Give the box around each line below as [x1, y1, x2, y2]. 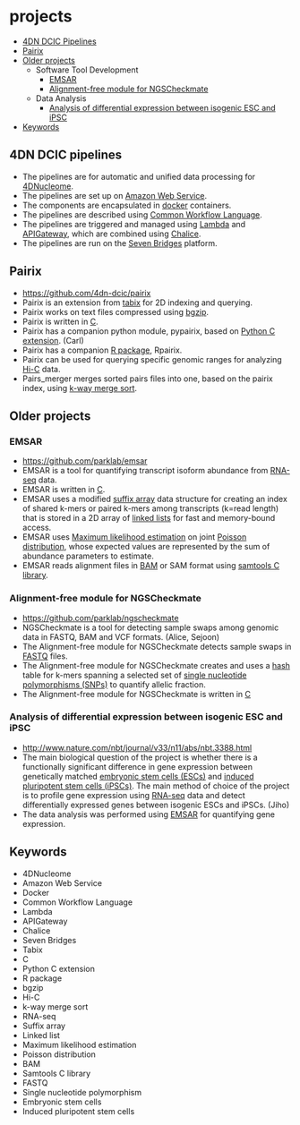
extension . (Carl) [21, 335, 85, 345]
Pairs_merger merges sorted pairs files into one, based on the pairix [21, 373, 273, 384]
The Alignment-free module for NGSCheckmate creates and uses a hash [21, 660, 291, 670]
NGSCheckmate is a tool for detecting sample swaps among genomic [21, 622, 279, 633]
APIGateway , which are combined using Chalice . [21, 228, 201, 239]
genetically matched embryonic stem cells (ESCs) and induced [21, 771, 254, 781]
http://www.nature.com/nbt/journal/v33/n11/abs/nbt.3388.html [21, 742, 253, 753]
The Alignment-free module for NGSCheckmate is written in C [21, 688, 252, 699]
